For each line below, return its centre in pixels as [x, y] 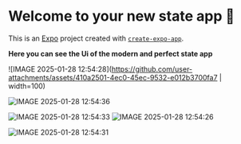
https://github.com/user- [152, 69]
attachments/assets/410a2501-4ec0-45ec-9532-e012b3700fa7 [113, 77]
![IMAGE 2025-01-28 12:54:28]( [60, 69]
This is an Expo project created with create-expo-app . [96, 38]
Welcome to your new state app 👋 [122, 16]
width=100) [27, 86]
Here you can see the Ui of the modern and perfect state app [111, 53]
